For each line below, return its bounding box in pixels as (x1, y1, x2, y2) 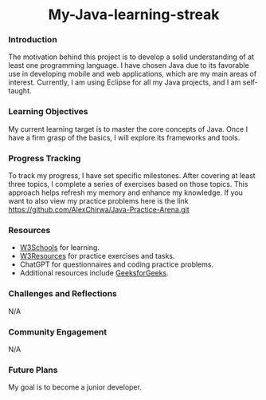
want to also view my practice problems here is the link (8, 196, 189, 206)
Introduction (8, 34, 57, 46)
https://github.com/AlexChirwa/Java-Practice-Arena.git (8, 205, 190, 215)
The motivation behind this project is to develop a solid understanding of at (8, 52, 255, 61)
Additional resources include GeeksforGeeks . (19, 268, 169, 278)
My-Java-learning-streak (48, 6, 220, 24)
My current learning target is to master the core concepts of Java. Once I (8, 124, 248, 133)
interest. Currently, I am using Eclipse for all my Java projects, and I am (8, 77, 241, 87)
